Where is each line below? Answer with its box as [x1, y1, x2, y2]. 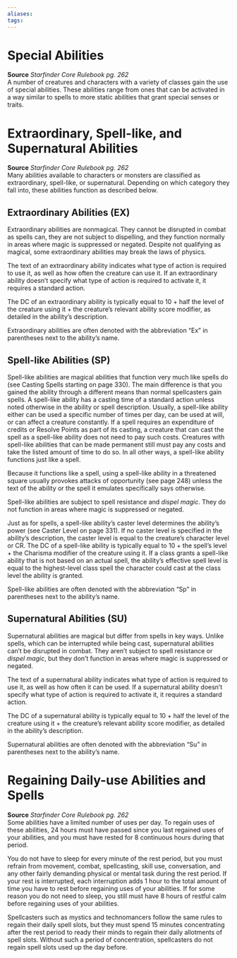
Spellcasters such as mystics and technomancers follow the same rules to [7, 913, 223, 921]
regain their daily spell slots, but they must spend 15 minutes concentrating [7, 920, 225, 928]
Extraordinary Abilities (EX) [7, 206, 130, 219]
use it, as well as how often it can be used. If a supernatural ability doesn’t [7, 682, 223, 691]
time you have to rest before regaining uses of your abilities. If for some [7, 884, 215, 892]
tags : [7, 17, 23, 24]
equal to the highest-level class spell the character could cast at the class [7, 564, 221, 572]
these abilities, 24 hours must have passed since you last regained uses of [7, 825, 224, 834]
